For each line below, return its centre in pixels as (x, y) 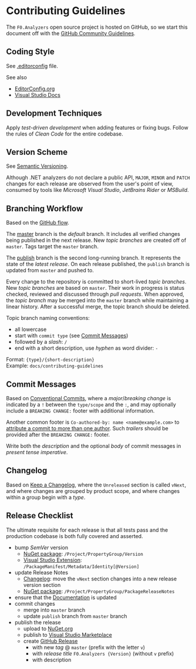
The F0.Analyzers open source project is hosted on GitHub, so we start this (97, 27)
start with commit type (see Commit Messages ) (71, 336)
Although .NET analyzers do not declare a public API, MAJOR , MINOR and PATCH (98, 178)
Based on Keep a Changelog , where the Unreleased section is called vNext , (96, 485)
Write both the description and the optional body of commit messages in (94, 446)
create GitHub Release (50, 641)
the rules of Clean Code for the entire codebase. (65, 134)
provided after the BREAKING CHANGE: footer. (58, 435)
